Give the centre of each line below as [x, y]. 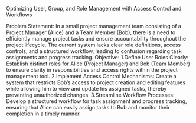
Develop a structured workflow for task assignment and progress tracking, [97, 101]
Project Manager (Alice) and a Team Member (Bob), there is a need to [91, 32]
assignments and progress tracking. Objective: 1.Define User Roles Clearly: [97, 57]
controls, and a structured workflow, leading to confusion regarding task [94, 51]
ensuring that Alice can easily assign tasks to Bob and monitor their [88, 107]
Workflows [19, 15]
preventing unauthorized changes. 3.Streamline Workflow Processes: [90, 95]
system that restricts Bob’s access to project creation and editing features [96, 82]
